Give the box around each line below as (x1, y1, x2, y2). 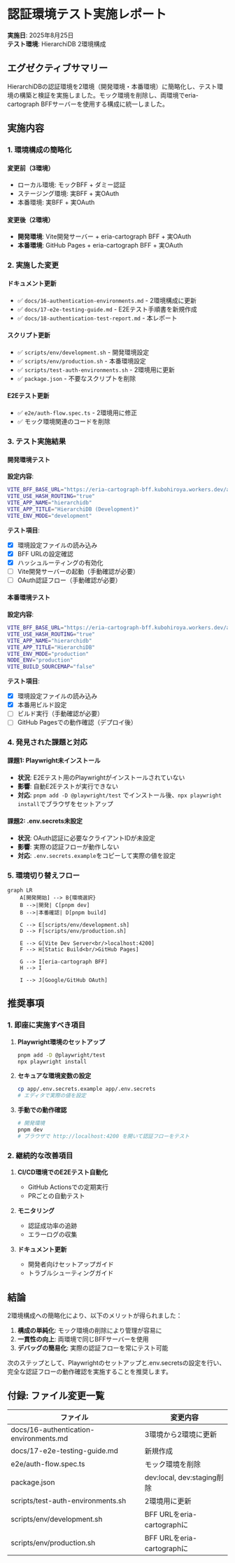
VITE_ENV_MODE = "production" (7, 650, 90, 657)
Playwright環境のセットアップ (17, 1038, 106, 1046)
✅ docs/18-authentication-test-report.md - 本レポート (17, 314, 178, 322)
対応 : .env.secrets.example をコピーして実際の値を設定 (17, 851, 176, 859)
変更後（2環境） (7, 215, 55, 224)
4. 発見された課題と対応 (7, 737, 87, 747)
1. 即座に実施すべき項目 (7, 1020, 86, 1030)
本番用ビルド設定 (17, 701, 67, 709)
